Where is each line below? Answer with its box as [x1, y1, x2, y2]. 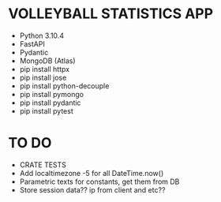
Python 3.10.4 [19, 31, 65, 40]
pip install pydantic [19, 98, 81, 107]
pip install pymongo [19, 89, 84, 99]
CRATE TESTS [19, 159, 67, 170]
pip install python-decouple [19, 80, 110, 91]
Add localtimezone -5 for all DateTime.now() [19, 168, 164, 178]
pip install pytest [19, 106, 73, 115]
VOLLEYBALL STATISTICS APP [8, 5, 214, 23]
